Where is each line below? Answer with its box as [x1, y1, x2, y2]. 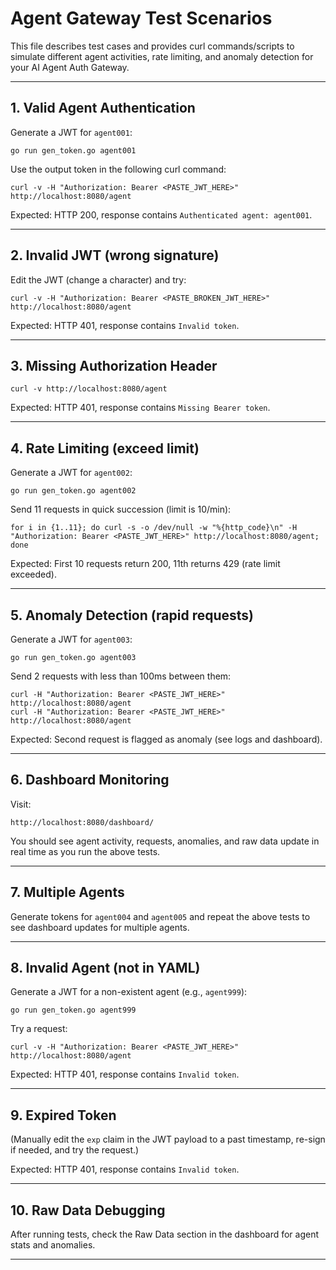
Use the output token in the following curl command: [10, 163, 227, 175]
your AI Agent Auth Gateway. [10, 61, 130, 73]
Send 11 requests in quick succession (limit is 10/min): [10, 503, 232, 516]
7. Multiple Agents [10, 884, 125, 901]
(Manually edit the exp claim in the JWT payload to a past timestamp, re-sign [10, 1133, 326, 1146]
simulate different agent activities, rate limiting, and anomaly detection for [10, 50, 314, 62]
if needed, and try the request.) [10, 1144, 140, 1156]
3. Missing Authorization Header [10, 357, 218, 374]
